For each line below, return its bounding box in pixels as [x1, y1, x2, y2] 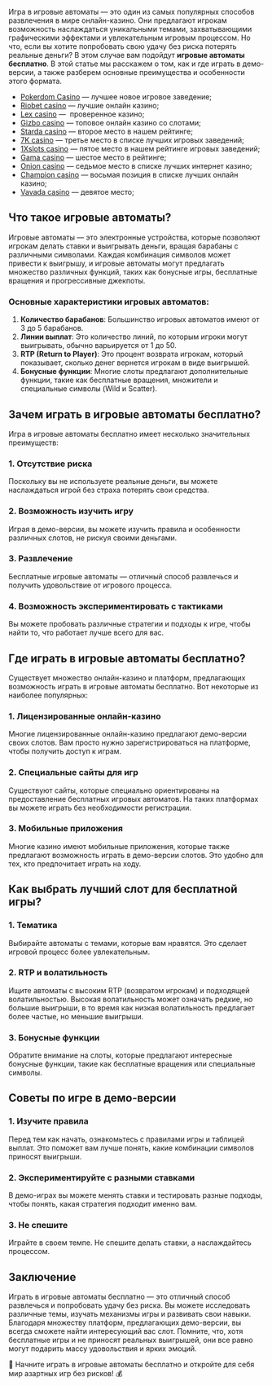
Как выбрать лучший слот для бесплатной [8, 882, 238, 896]
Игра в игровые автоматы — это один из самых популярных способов [8, 7, 255, 16]
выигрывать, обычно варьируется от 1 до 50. [20, 341, 177, 350]
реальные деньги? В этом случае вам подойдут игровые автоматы [8, 51, 245, 59]
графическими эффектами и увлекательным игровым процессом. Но [8, 33, 251, 42]
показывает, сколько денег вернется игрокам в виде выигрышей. [20, 358, 250, 367]
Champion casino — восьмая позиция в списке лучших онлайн [20, 170, 239, 179]
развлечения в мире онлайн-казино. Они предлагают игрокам [8, 15, 227, 25]
